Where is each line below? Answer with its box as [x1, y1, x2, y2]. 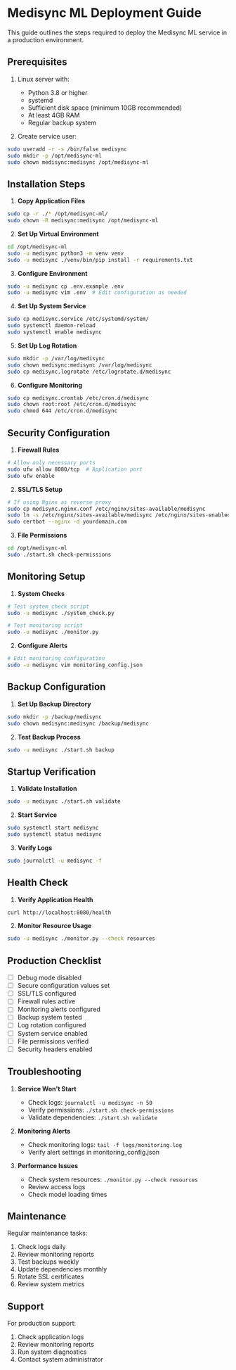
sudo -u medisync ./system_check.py [7, 609, 114, 616]
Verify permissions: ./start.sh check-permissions [27, 1105, 174, 1114]
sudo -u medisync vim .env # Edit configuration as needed [7, 289, 188, 296]
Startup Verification [7, 766, 96, 778]
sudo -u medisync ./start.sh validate [7, 798, 121, 805]
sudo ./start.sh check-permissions [7, 551, 112, 558]
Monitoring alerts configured [17, 1005, 100, 1014]
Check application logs [17, 1333, 84, 1341]
